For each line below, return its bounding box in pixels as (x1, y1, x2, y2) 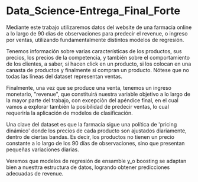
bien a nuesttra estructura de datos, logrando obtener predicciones (6, 164, 170, 171)
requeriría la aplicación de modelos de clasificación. (6, 109, 133, 116)
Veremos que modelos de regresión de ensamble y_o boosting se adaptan (6, 157, 187, 164)
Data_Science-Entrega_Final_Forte (6, 4, 181, 18)
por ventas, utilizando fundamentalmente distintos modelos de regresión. (6, 36, 184, 43)
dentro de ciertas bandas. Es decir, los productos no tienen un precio (6, 133, 174, 140)
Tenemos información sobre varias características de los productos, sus (6, 47, 182, 54)
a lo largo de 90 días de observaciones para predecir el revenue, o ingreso (6, 30, 188, 37)
